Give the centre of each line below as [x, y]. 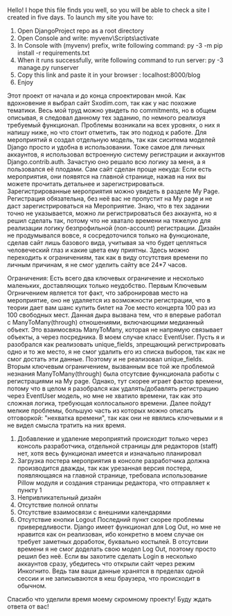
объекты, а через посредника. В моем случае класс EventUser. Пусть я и [116, 337]
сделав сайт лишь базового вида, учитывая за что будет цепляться [107, 243]
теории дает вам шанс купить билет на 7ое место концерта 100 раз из [111, 308]
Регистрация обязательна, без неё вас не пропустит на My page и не [110, 199]
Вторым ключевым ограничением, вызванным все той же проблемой [111, 366]
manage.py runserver [48, 67]
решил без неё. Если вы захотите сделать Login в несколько [107, 556]
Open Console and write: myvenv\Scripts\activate [88, 38]
